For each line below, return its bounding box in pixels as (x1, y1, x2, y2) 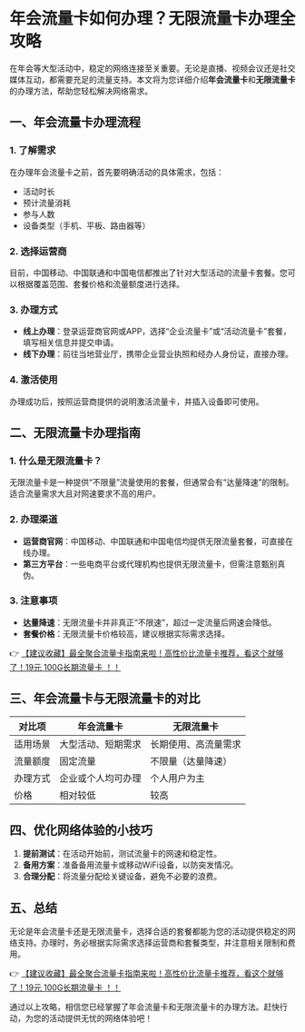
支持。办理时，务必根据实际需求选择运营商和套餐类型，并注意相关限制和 (16, 938, 288, 948)
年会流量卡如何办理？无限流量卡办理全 (9, 8, 297, 29)
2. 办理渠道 (9, 513, 58, 526)
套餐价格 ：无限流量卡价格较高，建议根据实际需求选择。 (22, 628, 230, 639)
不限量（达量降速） (150, 755, 233, 768)
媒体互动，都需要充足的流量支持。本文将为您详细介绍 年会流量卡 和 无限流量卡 (9, 74, 296, 84)
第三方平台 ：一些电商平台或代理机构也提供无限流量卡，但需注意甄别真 (22, 558, 286, 569)
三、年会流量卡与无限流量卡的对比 (9, 691, 201, 707)
